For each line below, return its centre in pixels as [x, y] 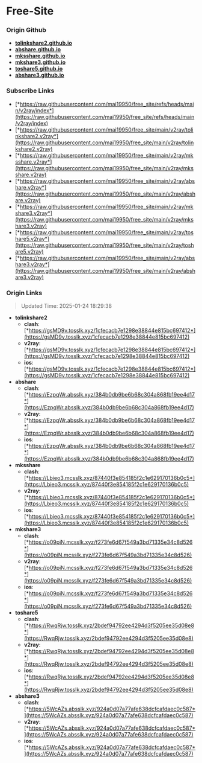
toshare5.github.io [39, 69]
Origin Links [24, 293]
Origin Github [26, 30]
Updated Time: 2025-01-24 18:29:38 [66, 306]
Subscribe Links [30, 91]
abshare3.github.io [39, 75]
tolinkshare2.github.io [43, 43]
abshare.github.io [38, 49]
